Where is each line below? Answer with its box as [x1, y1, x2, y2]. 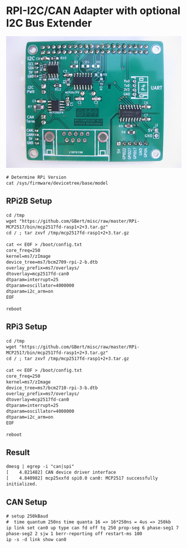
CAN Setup [6, 497, 47, 507]
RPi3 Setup [6, 322, 47, 332]
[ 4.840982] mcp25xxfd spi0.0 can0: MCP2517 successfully [6, 475, 158, 481]
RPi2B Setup [6, 196, 53, 206]
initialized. [6, 481, 38, 487]
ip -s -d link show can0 [6, 537, 67, 543]
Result [6, 447, 30, 457]
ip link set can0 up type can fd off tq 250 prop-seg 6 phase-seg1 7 [6, 525, 179, 531]
